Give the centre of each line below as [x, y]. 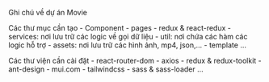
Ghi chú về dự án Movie [48, 12]
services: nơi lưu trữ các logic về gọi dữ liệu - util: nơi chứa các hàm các [128, 37]
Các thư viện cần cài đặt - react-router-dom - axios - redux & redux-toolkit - [135, 61]
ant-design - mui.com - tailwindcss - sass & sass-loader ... [106, 69]
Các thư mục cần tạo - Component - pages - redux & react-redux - [120, 28]
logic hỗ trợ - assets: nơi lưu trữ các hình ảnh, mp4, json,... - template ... [127, 45]
